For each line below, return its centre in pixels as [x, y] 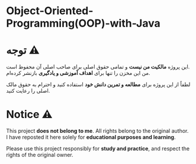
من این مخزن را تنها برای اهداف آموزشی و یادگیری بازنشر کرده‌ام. [78, 73]
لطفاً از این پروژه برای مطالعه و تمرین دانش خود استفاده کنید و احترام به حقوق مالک [98, 84]
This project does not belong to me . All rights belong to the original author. [97, 131]
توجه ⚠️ [23, 50]
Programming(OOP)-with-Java [83, 23]
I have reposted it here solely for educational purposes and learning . [91, 137]
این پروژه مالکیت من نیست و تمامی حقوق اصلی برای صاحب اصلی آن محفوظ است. [98, 67]
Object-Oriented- [50, 11]
